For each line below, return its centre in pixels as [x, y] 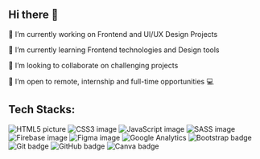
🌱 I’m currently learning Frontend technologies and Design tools [114, 50]
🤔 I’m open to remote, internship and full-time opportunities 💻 [111, 81]
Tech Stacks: [42, 110]
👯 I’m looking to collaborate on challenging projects [93, 65]
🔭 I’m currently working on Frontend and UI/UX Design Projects [113, 34]
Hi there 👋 [33, 15]
